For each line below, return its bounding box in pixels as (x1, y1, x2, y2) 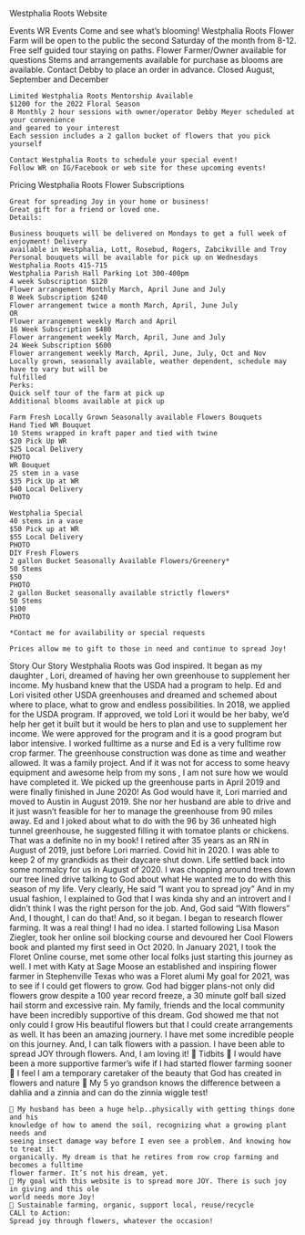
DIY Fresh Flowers (9, 549, 79, 558)
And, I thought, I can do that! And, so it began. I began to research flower (9, 913, 283, 923)
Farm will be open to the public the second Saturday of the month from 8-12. (9, 36, 297, 46)
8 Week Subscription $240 (9, 293, 107, 302)
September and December (9, 74, 109, 85)
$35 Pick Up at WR (9, 476, 79, 486)
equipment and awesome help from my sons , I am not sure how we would (9, 767, 289, 778)
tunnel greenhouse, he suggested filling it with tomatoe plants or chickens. (9, 825, 290, 836)
